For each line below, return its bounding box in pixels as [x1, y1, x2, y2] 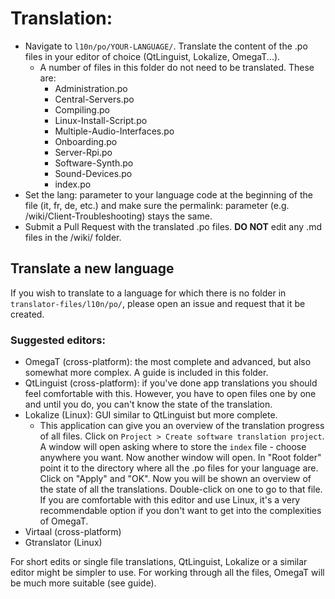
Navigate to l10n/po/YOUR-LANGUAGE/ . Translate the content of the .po [24, 40, 308, 52]
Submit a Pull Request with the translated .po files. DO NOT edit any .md [24, 220, 322, 232]
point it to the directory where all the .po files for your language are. [39, 462, 319, 474]
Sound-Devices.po [54, 167, 133, 179]
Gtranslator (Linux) [24, 537, 103, 549]
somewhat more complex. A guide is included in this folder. [24, 367, 269, 379]
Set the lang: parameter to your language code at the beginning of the [24, 188, 313, 201]
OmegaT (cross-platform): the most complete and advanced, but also [24, 356, 312, 368]
